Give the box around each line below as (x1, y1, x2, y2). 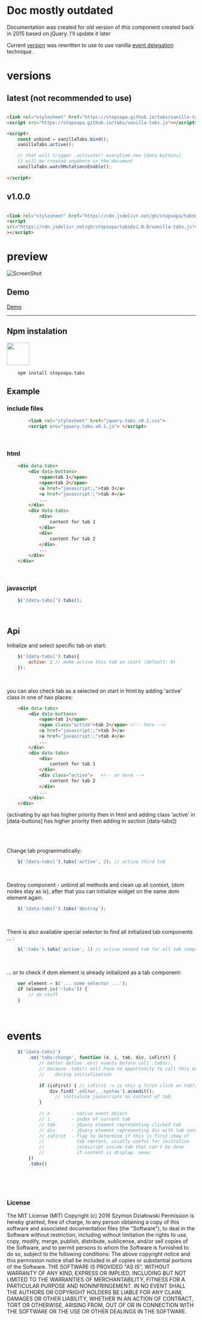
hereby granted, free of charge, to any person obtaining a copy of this (7, 1218, 180, 1226)
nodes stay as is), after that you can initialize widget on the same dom (7, 888, 179, 895)
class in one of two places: (7, 693, 73, 701)
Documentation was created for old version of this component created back (7, 23, 194, 31)
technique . (7, 48, 35, 55)
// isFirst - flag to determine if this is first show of (38, 1133, 189, 1139)
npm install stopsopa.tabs (17, 370, 85, 376)
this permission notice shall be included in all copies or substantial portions (7, 1257, 192, 1264)
